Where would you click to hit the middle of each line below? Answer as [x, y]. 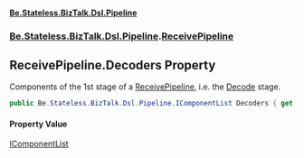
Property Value [38, 124]
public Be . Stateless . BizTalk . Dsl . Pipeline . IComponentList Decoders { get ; [153, 104]
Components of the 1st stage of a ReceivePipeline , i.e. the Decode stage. [145, 87]
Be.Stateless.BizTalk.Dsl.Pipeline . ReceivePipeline [122, 36]
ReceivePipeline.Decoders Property [113, 65]
